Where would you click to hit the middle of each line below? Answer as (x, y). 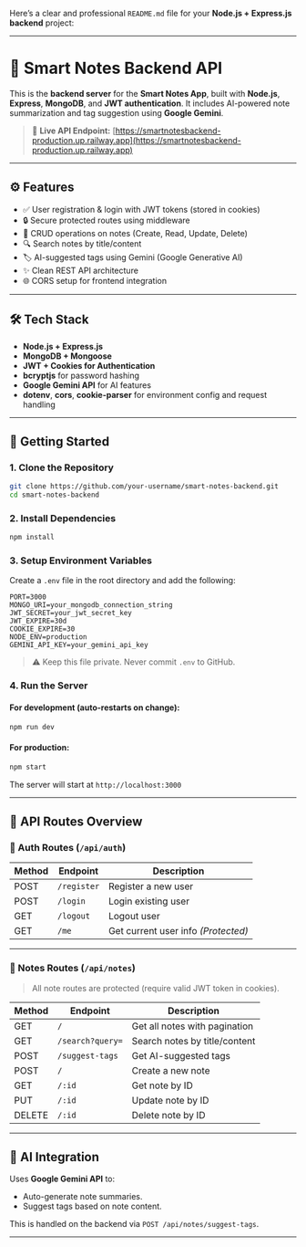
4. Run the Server (49, 686)
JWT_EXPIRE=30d (38, 621)
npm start (28, 767)
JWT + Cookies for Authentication (89, 365)
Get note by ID (162, 1085)
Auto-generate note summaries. (82, 1197)
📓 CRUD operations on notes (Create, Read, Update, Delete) (135, 233)
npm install (32, 538)
